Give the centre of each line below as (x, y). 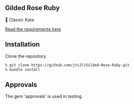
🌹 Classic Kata (19, 19)
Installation (22, 44)
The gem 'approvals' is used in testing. (44, 96)
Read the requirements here (33, 29)
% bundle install (23, 69)
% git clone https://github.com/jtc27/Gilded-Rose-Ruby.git (67, 65)
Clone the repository (26, 56)
